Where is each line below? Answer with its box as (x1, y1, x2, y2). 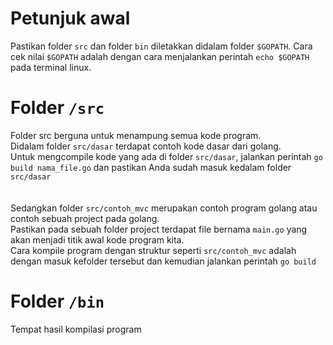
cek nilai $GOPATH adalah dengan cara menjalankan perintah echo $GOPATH (10, 50, 310, 62)
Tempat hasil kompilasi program (10, 323, 142, 335)
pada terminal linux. (10, 61, 92, 73)
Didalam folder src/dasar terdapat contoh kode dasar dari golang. (10, 140, 282, 152)
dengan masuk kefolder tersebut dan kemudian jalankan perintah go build (10, 255, 317, 267)
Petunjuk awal (10, 7, 131, 30)
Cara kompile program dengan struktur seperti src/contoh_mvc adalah (10, 244, 297, 256)
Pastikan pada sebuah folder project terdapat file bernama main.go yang (10, 223, 308, 235)
